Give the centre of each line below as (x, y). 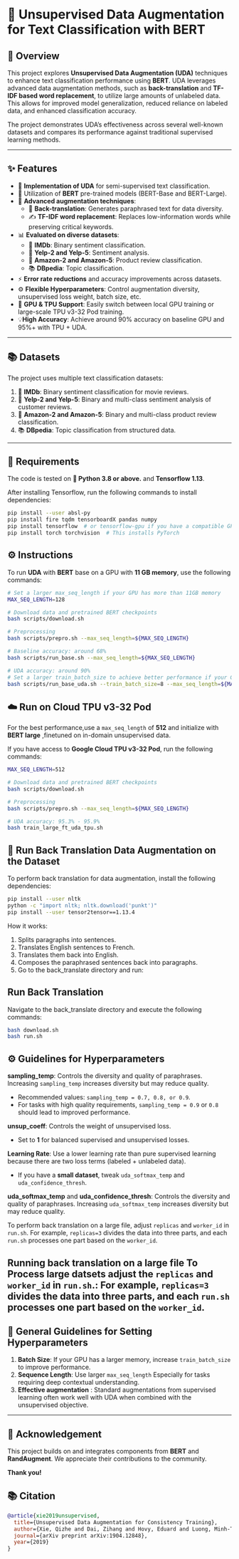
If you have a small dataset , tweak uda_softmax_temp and (101, 1175)
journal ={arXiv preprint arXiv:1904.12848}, (81, 1536)
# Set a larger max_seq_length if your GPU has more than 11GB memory (114, 593)
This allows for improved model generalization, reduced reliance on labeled (118, 103)
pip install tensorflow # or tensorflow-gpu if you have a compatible (116, 527)
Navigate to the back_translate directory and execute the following (105, 1009)
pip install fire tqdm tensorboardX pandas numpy (83, 520)
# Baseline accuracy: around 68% (57, 651)
